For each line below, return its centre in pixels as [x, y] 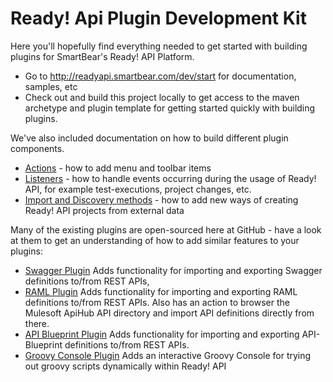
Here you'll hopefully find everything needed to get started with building [159, 46]
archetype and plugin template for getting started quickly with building [170, 108]
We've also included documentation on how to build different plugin [149, 138]
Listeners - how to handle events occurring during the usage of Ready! [170, 178]
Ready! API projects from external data [104, 210]
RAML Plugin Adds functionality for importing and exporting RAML [161, 291]
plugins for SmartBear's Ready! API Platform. [102, 56]
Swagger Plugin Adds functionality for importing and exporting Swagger [173, 270]
